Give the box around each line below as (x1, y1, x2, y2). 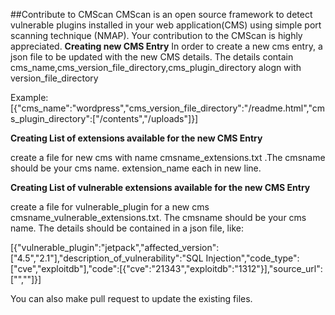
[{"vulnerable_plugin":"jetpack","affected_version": (10, 242, 220, 253)
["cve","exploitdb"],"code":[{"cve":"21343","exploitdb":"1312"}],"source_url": (10, 263, 323, 274)
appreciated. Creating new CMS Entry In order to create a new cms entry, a (10, 40, 323, 52)
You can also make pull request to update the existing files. (10, 293, 253, 304)
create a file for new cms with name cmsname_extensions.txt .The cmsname (10, 152, 326, 163)
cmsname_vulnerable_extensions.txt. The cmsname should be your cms (10, 212, 307, 223)
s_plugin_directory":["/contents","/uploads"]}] (10, 113, 199, 124)
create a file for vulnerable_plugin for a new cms (10, 201, 210, 213)
